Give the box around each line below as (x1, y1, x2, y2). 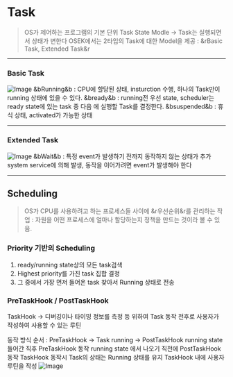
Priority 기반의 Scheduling (7, 244, 96, 253)
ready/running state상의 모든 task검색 (17, 260, 123, 269)
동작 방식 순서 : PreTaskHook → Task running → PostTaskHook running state (7, 335, 223, 344)
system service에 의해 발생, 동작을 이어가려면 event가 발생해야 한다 (7, 160, 192, 169)
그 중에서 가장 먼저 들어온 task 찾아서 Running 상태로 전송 (17, 278, 175, 286)
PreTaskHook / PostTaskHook (7, 296, 109, 305)
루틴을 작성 (7, 362, 37, 370)
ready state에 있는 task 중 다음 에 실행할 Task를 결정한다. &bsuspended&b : (7, 102, 216, 111)
